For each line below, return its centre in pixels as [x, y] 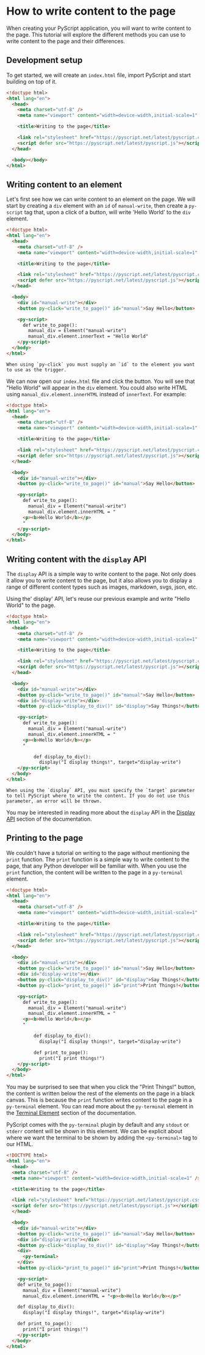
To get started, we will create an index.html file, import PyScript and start [99, 75]
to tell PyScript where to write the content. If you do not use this [98, 796]
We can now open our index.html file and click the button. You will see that [101, 381]
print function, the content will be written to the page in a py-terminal [95, 872]
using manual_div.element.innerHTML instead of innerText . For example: [96, 394]
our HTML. [20, 1144]
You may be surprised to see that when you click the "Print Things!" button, [101, 1087]
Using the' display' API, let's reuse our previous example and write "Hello [98, 599]
